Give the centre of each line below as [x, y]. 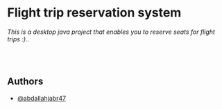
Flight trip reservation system [94, 13]
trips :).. [18, 39]
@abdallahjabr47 [42, 98]
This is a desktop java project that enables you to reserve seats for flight [111, 32]
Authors [25, 82]
